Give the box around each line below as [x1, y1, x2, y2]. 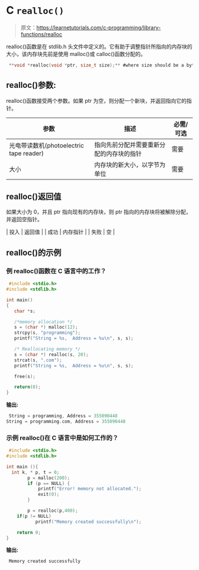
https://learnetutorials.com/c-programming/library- [36, 24, 161, 31]
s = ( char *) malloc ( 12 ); [14, 325, 78, 330]
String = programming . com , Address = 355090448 [6, 418, 126, 424]
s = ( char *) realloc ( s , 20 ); [14, 351, 89, 357]
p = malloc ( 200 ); [27, 475, 70, 481]
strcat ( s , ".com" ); [14, 357, 62, 363]
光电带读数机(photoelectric [9, 141, 84, 149]
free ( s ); [14, 373, 36, 379]
